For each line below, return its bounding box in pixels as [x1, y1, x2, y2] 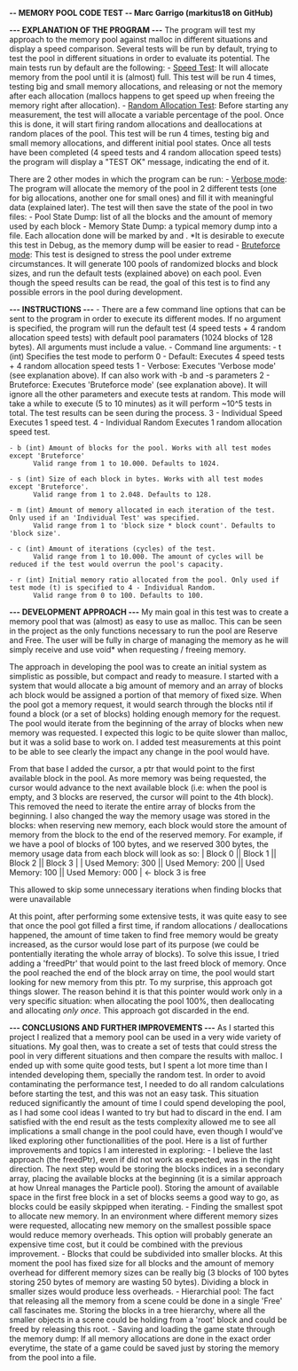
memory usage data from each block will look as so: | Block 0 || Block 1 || [9, 849, 277, 858]
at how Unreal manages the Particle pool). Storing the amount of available [9, 1183, 279, 1193]
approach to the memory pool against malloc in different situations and [9, 35, 268, 44]
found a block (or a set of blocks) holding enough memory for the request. [9, 709, 281, 719]
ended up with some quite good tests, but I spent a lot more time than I [9, 1060, 268, 1070]
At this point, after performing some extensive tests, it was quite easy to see [9, 911, 287, 921]
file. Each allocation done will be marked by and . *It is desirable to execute [9, 231, 286, 240]
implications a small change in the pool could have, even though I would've [9, 1126, 284, 1136]
